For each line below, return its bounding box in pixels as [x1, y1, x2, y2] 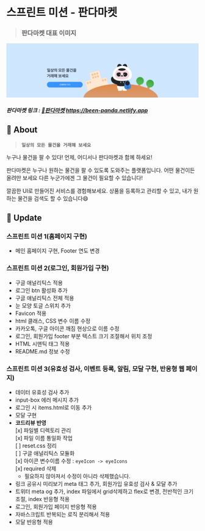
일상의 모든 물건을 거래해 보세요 [21, 142, 92, 148]
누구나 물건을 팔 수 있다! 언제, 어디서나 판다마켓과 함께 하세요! [6, 153, 153, 161]
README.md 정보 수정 [15, 347, 70, 355]
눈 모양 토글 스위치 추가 [15, 302, 71, 309]
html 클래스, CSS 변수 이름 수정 [15, 317, 91, 324]
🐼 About [6, 125, 38, 135]
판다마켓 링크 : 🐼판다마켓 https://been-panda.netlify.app [6, 106, 148, 114]
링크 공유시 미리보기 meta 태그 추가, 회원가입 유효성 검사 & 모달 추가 [15, 480, 178, 487]
